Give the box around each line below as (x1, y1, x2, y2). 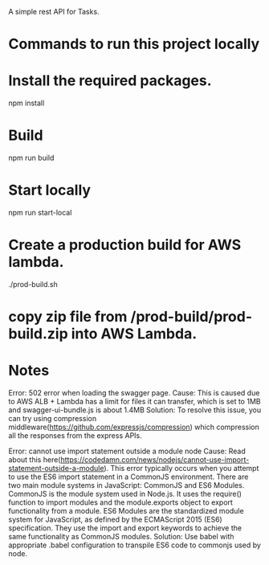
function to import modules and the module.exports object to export (8, 497, 233, 507)
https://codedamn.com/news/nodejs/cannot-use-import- (59, 455, 250, 465)
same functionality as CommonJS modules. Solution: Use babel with (8, 532, 234, 542)
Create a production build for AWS (8, 236, 242, 254)
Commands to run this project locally (8, 35, 260, 53)
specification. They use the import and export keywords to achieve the (8, 523, 243, 533)
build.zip (8, 325, 68, 343)
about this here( (8, 455, 61, 465)
